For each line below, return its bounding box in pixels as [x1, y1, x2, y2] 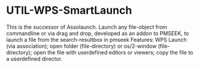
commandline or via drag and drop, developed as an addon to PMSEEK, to [6, 29, 189, 36]
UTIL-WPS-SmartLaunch [6, 4, 132, 17]
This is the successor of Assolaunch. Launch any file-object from [6, 23, 168, 31]
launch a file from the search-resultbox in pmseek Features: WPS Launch [6, 36, 187, 43]
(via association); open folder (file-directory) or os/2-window [6, 42, 157, 50]
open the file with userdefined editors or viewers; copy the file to [33, 48, 194, 56]
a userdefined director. [6, 55, 63, 62]
